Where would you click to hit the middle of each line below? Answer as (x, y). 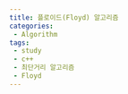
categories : (31, 26)
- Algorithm (35, 34)
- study (27, 51)
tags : (19, 43)
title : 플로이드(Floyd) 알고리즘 (64, 17)
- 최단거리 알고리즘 (44, 68)
